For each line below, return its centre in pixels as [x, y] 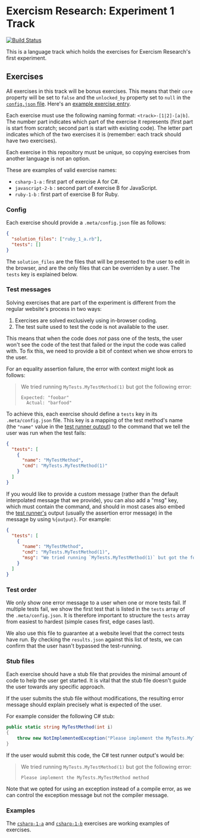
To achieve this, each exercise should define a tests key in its [82, 414]
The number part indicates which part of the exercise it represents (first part [100, 122]
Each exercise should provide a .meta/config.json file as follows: [86, 223]
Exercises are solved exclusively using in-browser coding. [86, 320]
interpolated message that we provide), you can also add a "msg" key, [92, 500]
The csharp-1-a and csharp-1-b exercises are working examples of [88, 824]
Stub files [20, 661]
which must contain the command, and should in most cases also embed [96, 506]
